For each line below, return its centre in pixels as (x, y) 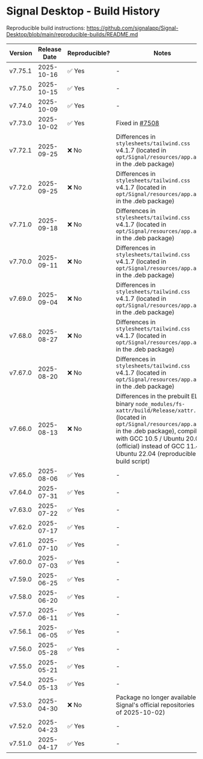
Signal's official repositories (155, 705)
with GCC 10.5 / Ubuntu (150, 438)
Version (21, 53)
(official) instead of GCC (150, 446)
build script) (133, 461)
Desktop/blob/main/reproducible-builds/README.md (72, 34)
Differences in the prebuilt (153, 396)
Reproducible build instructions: (46, 28)
